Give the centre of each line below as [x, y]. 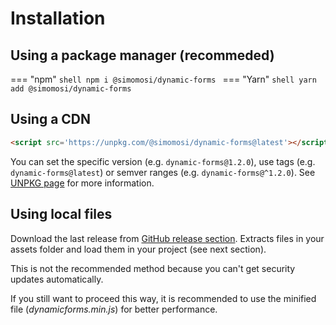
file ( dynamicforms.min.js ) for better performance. [114, 309]
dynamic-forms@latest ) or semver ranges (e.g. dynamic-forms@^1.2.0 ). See [163, 172]
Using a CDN [51, 119]
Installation [58, 18]
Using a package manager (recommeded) [142, 55]
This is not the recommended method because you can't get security [153, 268]
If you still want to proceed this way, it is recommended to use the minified [163, 298]
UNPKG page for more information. [82, 183]
